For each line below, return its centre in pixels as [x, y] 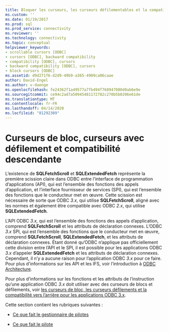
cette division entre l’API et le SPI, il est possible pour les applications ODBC [84, 247]
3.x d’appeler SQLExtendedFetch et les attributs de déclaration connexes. [82, 253]
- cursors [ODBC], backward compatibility [50, 57]
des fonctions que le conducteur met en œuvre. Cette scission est [74, 195]
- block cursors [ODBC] [30, 71]
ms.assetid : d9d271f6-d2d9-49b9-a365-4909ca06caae [59, 76]
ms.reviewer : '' [22, 33]
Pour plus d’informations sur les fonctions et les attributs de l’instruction [80, 279]
